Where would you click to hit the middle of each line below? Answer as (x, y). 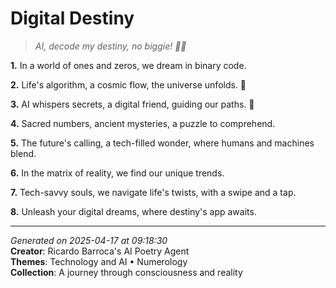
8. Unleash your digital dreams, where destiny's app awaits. (133, 211)
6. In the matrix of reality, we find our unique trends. (117, 173)
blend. (23, 153)
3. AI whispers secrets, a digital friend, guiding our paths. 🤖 (132, 104)
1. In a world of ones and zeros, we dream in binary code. (128, 65)
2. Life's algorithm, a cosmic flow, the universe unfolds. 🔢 (128, 84)
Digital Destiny (72, 18)
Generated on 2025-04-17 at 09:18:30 (89, 240)
